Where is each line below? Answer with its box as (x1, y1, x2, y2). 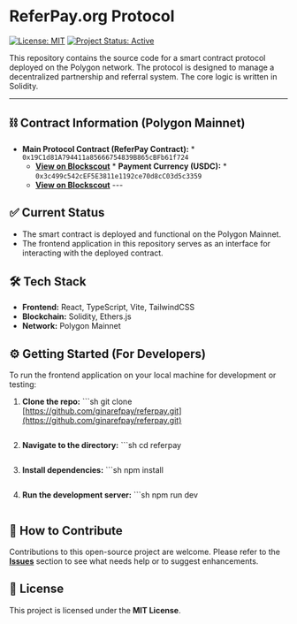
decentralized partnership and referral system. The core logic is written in (9, 71, 278, 81)
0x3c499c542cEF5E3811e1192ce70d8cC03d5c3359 (34, 171, 202, 180)
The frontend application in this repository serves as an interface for (21, 238, 271, 248)
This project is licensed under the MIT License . (9, 605, 181, 615)
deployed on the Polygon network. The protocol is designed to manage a (9, 62, 275, 72)
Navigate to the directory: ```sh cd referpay (21, 440, 182, 451)
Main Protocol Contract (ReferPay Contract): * (21, 143, 195, 154)
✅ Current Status (9, 205, 105, 220)
